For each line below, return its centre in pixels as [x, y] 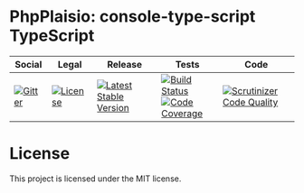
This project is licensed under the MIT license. [95, 179]
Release [125, 64]
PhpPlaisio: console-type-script [133, 17]
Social [28, 64]
